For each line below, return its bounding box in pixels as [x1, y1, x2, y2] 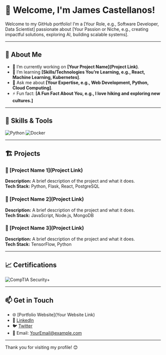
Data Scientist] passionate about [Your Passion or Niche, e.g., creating [5, 26, 149, 32]
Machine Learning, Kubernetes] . [12, 74, 81, 80]
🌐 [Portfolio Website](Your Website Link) [12, 312, 95, 318]
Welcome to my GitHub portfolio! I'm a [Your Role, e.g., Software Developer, [5, 21, 159, 27]
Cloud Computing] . [12, 84, 53, 91]
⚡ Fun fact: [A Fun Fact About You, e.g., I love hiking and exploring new [12, 90, 161, 96]
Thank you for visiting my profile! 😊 [5, 345, 78, 351]
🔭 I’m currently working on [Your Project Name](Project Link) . [12, 64, 139, 70]
